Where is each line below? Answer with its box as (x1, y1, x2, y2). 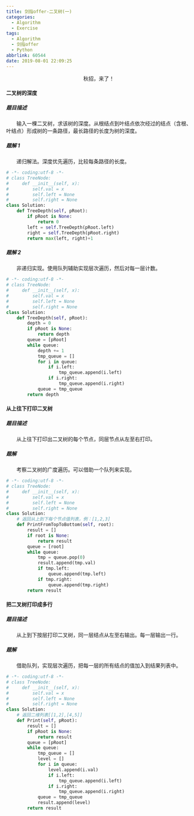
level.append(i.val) (48, 767, 99, 772)
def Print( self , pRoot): (16, 718, 78, 724)
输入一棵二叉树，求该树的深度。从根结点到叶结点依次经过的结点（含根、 (16, 120, 192, 127)
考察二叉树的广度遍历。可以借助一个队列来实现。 (16, 466, 135, 473)
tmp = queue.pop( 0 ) (37, 554, 85, 560)
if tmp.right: (37, 576, 72, 582)
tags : (6, 31, 19, 37)
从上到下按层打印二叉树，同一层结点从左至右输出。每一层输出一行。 (16, 632, 181, 639)
